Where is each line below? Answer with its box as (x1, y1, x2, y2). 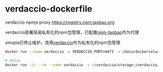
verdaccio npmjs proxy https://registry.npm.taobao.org (5, 19, 115, 25)
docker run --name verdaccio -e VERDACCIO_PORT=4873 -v (5, 49, 120, 54)
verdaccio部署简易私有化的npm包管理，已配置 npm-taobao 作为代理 (5, 29, 139, 35)
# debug (5, 58, 21, 63)
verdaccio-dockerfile (5, 3, 93, 14)
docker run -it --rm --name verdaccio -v (5, 62, 90, 67)
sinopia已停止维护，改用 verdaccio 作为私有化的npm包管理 (5, 40, 120, 45)
